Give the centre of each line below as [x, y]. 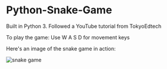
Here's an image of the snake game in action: [61, 48]
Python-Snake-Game [59, 10]
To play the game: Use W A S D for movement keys [68, 37]
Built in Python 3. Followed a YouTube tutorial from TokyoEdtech [84, 26]
